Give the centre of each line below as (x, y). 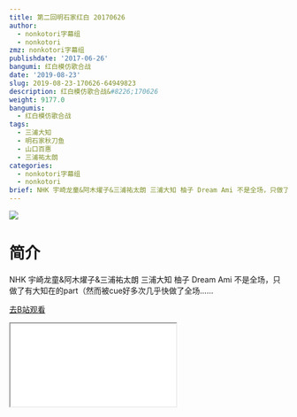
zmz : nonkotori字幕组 (47, 50)
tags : (19, 125)
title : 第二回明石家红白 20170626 (67, 17)
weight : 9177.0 (37, 100)
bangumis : (27, 108)
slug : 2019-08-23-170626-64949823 (73, 83)
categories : (31, 166)
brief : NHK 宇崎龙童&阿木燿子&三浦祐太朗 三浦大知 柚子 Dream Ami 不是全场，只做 (146, 190)
